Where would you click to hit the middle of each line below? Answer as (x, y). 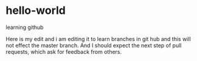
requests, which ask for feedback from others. (64, 51)
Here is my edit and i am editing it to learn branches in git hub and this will (98, 39)
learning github (25, 27)
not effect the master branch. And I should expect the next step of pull (94, 45)
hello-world (36, 11)
